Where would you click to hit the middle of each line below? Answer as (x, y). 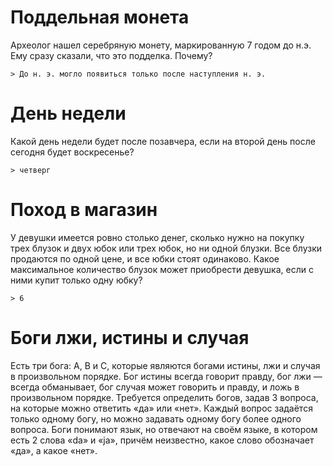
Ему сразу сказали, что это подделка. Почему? (111, 55)
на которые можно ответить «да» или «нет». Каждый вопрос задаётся (161, 408)
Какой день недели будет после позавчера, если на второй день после (163, 141)
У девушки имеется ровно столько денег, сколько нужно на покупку (157, 237)
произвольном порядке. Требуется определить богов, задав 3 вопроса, (164, 397)
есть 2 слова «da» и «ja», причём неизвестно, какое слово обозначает (162, 440)
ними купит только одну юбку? (76, 280)
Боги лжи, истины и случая (130, 338)
